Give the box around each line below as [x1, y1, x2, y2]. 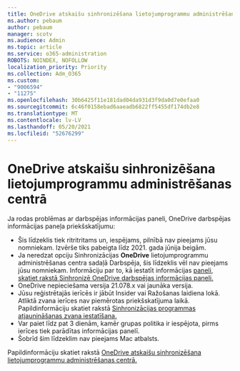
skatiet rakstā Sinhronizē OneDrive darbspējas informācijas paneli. [17, 274, 214, 283]
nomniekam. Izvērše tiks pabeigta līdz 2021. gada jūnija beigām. [17, 243, 206, 252]
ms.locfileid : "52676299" [7, 130, 84, 137]
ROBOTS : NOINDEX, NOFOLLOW [7, 57, 88, 64]
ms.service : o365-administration [7, 51, 107, 58]
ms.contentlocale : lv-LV [7, 116, 81, 123]
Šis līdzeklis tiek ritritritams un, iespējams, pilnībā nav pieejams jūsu [17, 236, 218, 245]
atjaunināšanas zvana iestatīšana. [17, 312, 117, 320]
